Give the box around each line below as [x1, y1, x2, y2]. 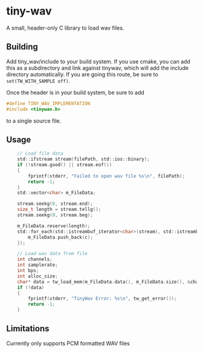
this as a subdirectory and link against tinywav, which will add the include [6, 64, 189, 71]
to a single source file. [6, 117, 62, 125]
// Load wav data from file [17, 251, 88, 257]
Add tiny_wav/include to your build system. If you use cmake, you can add [6, 57, 190, 65]
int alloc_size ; [17, 273, 59, 279]
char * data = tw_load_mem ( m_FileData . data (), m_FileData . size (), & [17, 279, 190, 285]
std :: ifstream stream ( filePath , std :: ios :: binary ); [17, 156, 150, 163]
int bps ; [17, 268, 39, 274]
